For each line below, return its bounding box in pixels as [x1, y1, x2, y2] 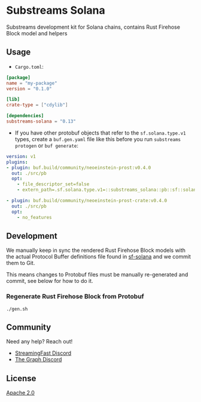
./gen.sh [6, 306, 28, 312]
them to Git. [6, 260, 35, 267]
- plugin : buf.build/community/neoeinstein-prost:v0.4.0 [6, 165, 151, 170]
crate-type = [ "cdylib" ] [6, 102, 68, 108]
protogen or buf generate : [14, 142, 79, 149]
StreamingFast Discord [14, 349, 72, 357]
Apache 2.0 [6, 389, 35, 397]
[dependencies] [6, 113, 44, 119]
